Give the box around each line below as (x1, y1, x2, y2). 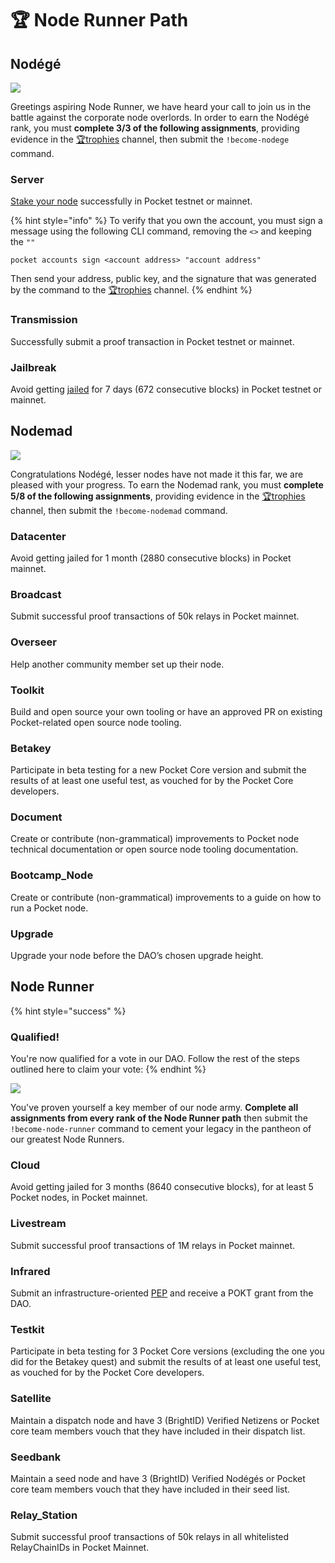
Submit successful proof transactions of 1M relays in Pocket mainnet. (10, 1239, 296, 1251)
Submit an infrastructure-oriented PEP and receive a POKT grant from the (10, 1287, 314, 1299)
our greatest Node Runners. (10, 1133, 125, 1146)
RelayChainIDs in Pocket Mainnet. (10, 1542, 150, 1554)
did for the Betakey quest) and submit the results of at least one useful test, (10, 1356, 322, 1368)
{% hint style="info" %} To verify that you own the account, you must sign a (10, 215, 323, 227)
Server (10, 172, 45, 186)
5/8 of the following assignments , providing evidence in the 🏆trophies (10, 490, 306, 502)
